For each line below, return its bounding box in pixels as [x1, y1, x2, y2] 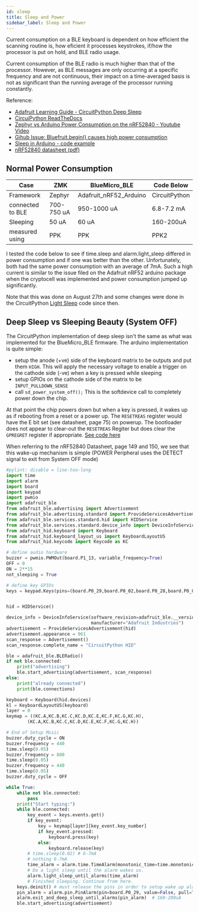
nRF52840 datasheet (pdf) [14, 146, 80, 153]
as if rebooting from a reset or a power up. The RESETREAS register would [6, 412, 182, 419]
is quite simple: [6, 345, 43, 352]
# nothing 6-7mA [27, 856, 68, 862]
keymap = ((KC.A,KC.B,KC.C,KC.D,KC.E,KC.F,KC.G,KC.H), [6, 714, 145, 719]
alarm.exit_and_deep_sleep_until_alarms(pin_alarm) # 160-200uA [17, 895, 182, 901]
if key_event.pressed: [37, 828, 94, 835]
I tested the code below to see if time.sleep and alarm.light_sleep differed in [6, 250, 191, 257]
